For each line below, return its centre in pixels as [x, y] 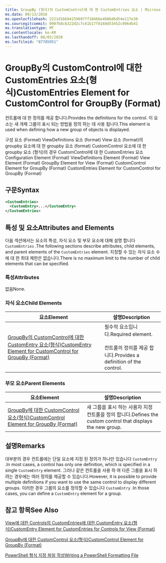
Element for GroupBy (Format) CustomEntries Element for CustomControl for [83, 168]
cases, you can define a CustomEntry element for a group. [63, 493]
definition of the [123, 361]
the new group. [104, 427]
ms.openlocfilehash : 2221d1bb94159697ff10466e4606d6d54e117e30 [72, 19]
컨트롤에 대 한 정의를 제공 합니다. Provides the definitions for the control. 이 [79, 118]
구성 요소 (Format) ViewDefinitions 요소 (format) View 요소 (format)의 [74, 139]
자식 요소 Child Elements [34, 303]
